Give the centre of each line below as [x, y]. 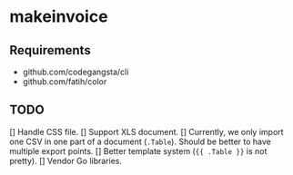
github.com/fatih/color [65, 82]
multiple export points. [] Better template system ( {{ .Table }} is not [138, 151]
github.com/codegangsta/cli [76, 72]
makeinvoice [59, 17]
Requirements [50, 50]
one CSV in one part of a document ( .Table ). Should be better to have [140, 141]
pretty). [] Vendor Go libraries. [66, 160]
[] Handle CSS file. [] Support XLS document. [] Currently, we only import [146, 131]
